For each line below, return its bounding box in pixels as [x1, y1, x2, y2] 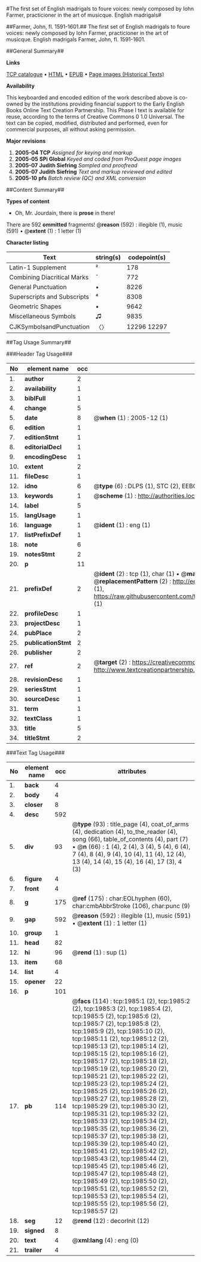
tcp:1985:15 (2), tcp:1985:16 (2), [72, 1050, 169, 1057]
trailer [25, 1246, 42, 1254]
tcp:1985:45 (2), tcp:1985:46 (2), [72, 1162, 169, 1170]
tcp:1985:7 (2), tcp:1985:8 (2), [72, 1020, 161, 1027]
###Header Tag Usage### [6, 350, 73, 357]
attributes [117, 767, 147, 776]
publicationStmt [25, 639, 72, 647]
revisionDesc [25, 675, 63, 683]
